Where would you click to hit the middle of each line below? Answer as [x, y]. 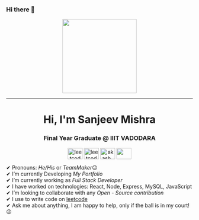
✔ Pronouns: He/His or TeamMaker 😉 [52, 167]
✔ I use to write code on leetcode [47, 199]
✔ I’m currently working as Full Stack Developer [64, 180]
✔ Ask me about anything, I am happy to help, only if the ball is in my [90, 205]
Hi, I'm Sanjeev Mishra [99, 119]
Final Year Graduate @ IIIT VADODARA [99, 138]
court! [182, 205]
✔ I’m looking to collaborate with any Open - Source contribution [85, 193]
